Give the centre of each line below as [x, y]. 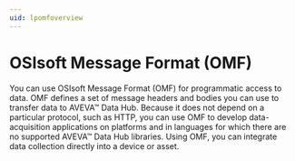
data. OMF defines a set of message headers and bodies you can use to [144, 97]
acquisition [30, 126]
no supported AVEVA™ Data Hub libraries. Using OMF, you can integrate [143, 136]
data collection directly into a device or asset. [94, 146]
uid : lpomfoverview [46, 18]
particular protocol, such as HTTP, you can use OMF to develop [128, 117]
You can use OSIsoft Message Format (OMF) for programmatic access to [146, 88]
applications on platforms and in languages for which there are [169, 126]
